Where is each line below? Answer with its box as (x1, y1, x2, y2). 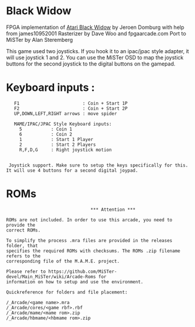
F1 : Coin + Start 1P (14, 100, 128, 106)
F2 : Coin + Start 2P (14, 105, 128, 112)
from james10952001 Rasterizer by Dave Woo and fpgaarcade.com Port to (6, 30, 187, 37)
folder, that (6, 243, 38, 248)
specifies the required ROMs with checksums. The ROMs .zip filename (6, 248, 181, 254)
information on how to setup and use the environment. (6, 279, 144, 285)
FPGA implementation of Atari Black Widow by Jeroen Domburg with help (6, 24, 184, 31)
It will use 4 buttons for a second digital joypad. (6, 167, 138, 174)
